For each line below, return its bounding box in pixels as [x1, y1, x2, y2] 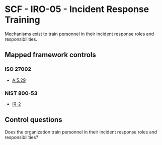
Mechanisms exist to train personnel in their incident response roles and [5, 31, 154, 37]
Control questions [5, 115, 62, 124]
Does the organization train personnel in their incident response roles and [5, 129, 157, 135]
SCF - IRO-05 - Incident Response [5, 4, 149, 15]
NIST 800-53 [5, 89, 38, 96]
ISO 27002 [5, 66, 31, 73]
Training [5, 14, 41, 26]
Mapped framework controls [5, 51, 97, 59]
